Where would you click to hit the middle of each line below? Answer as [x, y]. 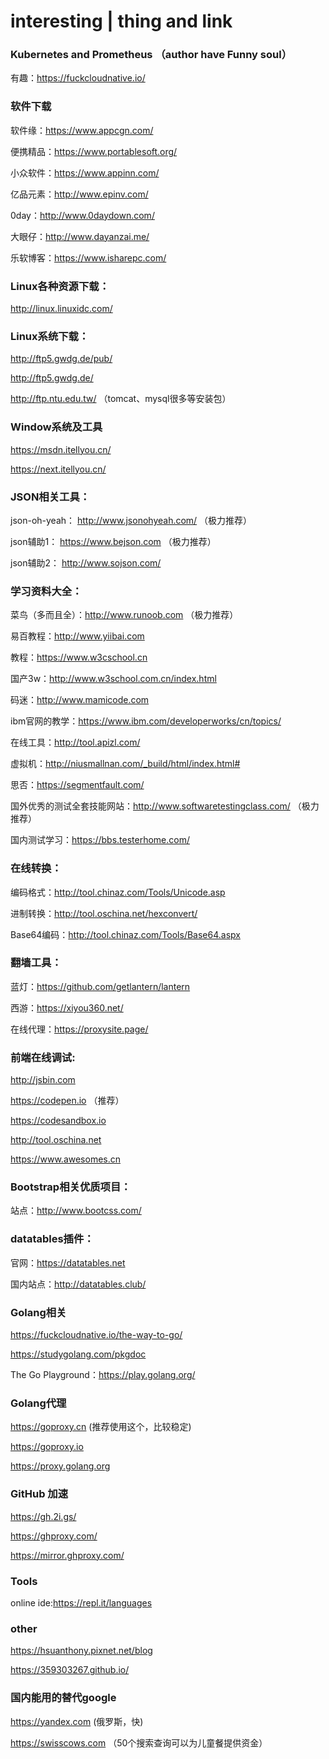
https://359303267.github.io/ [70, 1670]
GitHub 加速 [39, 1494]
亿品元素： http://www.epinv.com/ [79, 194]
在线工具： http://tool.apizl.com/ [75, 742]
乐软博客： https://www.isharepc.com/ [88, 257]
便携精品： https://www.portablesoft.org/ [94, 151]
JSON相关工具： [50, 497]
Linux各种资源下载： [60, 286]
